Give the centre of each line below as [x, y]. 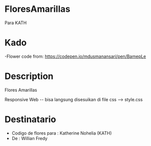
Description [29, 76]
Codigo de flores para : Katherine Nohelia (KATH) [62, 133]
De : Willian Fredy [30, 138]
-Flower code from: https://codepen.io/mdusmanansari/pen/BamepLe [75, 56]
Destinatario [30, 119]
